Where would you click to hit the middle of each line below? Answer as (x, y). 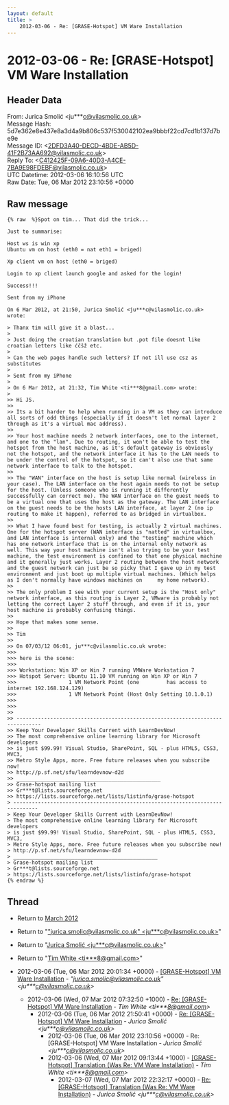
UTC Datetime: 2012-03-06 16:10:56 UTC (65, 175)
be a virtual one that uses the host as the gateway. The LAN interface (113, 502)
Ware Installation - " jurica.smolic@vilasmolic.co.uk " (90, 979)
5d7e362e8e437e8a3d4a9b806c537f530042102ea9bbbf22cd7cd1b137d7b (114, 131)
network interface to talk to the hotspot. (70, 466)
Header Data (35, 100)
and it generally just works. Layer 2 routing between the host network (113, 562)
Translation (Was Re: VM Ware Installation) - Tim (143, 1065)
